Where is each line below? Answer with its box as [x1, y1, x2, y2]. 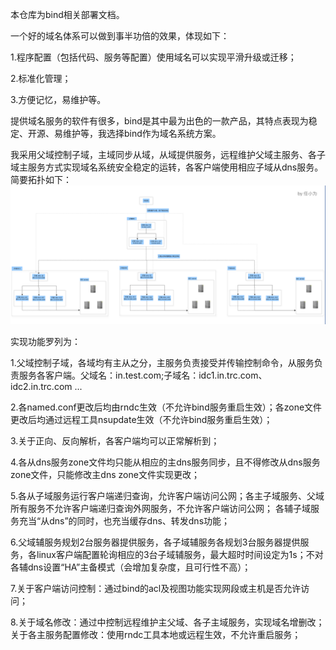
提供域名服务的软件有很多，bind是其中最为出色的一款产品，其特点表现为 [10, 115, 309, 127]
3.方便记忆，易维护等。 [10, 94, 107, 105]
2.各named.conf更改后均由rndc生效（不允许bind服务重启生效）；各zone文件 [10, 401, 323, 413]
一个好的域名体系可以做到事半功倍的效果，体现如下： [10, 30, 230, 42]
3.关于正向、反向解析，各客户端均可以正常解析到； [10, 435, 220, 447]
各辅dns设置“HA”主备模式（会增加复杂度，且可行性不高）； [10, 561, 252, 573]
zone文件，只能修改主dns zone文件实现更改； [10, 469, 200, 481]
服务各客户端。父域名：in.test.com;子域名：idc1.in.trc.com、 [18, 369, 268, 382]
